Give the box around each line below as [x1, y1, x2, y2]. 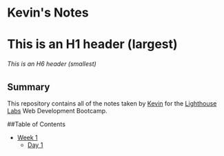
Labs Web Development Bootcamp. [7, 107, 108, 115]
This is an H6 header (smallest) [7, 59, 96, 68]
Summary [7, 81, 50, 92]
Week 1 [17, 133, 38, 142]
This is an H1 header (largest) [7, 37, 178, 52]
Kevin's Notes [7, 5, 89, 21]
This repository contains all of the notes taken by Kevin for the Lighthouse [7, 99, 217, 108]
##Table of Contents [7, 120, 65, 128]
